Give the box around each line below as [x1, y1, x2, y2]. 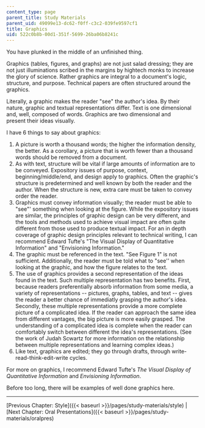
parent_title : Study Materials [6, 15, 86, 21]
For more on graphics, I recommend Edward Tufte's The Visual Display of [6, 366, 191, 373]
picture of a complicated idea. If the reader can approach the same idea [15, 309, 196, 317]
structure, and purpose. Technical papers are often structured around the [6, 80, 191, 87]
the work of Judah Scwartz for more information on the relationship [15, 335, 185, 342]
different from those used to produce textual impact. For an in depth [15, 225, 187, 232]
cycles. [69, 354, 87, 362]
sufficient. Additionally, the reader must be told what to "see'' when [15, 257, 185, 265]
